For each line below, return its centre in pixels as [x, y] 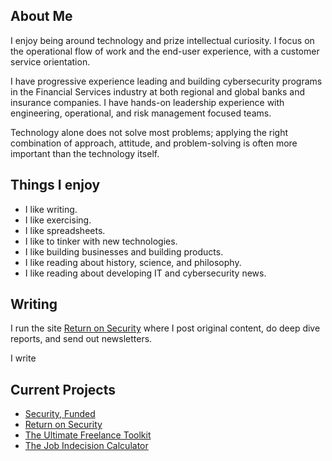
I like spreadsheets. [65, 230]
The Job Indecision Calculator [86, 446]
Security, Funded [60, 414]
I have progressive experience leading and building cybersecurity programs [166, 81]
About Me [41, 16]
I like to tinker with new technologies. [101, 241]
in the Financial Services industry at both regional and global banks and [157, 91]
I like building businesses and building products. [124, 251]
